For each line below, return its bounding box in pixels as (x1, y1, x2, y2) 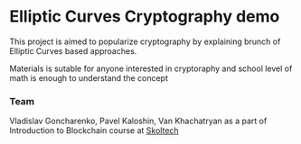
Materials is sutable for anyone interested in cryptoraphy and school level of (9, 63, 293, 74)
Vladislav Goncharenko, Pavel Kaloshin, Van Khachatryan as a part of (9, 115, 268, 127)
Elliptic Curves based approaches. (9, 45, 137, 56)
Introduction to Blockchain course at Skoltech (9, 125, 179, 136)
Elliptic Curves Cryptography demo (9, 6, 280, 27)
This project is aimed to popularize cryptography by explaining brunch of (9, 36, 281, 47)
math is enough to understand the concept (9, 72, 169, 83)
